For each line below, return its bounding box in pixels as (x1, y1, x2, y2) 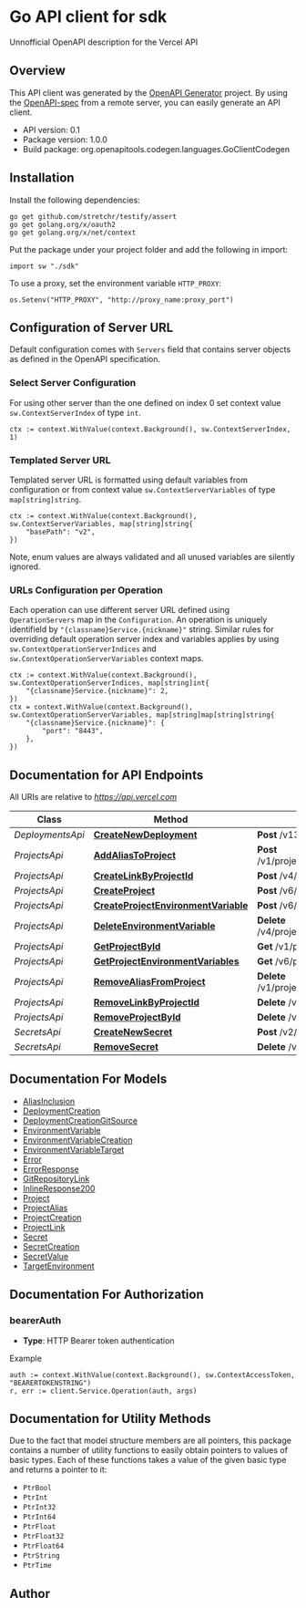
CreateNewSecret (93, 1026, 173, 1039)
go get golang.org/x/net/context (9, 228, 137, 237)
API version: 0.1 (22, 124, 80, 135)
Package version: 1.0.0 (22, 134, 107, 145)
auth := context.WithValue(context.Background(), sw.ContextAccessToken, (9, 1370, 296, 1379)
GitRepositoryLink (22, 1173, 90, 1184)
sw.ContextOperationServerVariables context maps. (9, 653, 204, 664)
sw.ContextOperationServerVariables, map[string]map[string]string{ (9, 711, 275, 720)
